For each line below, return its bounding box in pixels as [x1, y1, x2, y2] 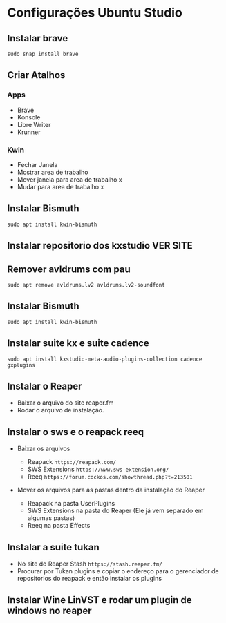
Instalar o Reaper [7, 381, 82, 392]
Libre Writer [17, 120, 51, 128]
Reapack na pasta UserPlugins [27, 499, 115, 508]
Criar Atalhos [7, 69, 66, 81]
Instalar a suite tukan [7, 541, 100, 553]
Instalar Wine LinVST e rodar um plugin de [7, 594, 192, 606]
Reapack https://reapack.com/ [27, 458, 116, 466]
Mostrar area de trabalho [17, 168, 88, 176]
